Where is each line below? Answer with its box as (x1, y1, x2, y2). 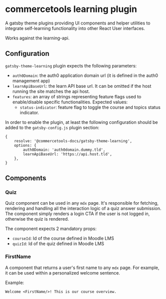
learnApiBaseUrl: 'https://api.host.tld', (23, 151, 112, 157)
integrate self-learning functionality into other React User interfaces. (5, 25, 145, 31)
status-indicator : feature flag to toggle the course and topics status (19, 104, 161, 110)
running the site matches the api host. (12, 88, 90, 94)
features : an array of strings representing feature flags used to (12, 93, 142, 99)
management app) (12, 77, 50, 83)
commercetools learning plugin (5, 3, 138, 15)
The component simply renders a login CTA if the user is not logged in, (5, 211, 150, 217)
